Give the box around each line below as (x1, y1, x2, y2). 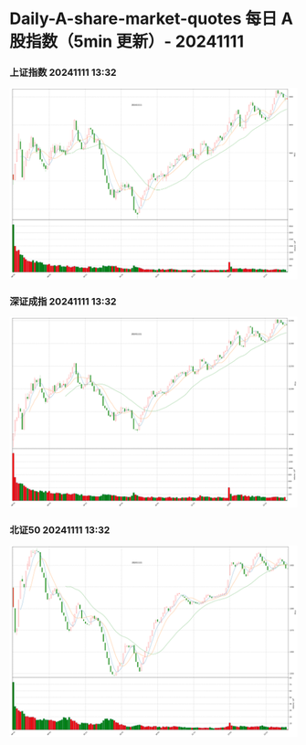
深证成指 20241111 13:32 (9, 294, 117, 307)
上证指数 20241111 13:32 (9, 66, 117, 79)
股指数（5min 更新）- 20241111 (9, 31, 245, 52)
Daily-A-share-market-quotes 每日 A (9, 8, 294, 29)
